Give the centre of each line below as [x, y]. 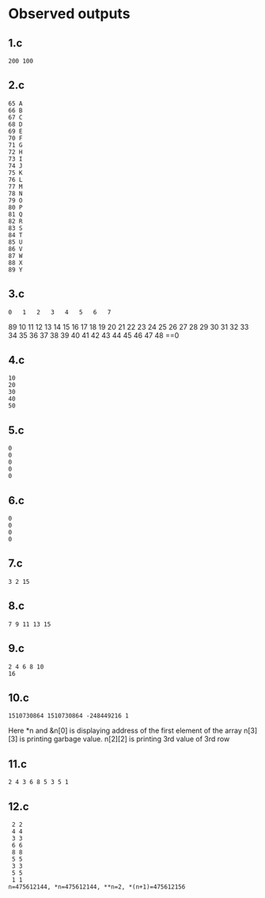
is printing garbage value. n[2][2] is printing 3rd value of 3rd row [125, 739]
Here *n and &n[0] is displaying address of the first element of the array [125, 731]
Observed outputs [69, 14]
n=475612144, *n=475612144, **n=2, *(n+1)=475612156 [97, 887]
